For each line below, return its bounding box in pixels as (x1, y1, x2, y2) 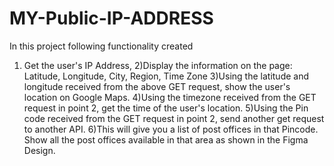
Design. (23, 144, 56, 156)
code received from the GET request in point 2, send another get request (23, 112, 325, 124)
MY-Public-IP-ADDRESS (9, 7, 214, 30)
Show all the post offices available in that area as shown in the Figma (23, 133, 309, 146)
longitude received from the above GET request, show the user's (23, 80, 291, 92)
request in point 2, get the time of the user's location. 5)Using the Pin (23, 102, 309, 114)
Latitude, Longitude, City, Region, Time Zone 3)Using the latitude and (23, 70, 310, 82)
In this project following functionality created (9, 40, 194, 52)
